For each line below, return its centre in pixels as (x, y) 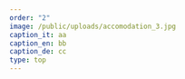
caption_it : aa (38, 35)
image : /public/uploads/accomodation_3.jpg (93, 26)
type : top (28, 60)
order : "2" (30, 18)
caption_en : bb (38, 43)
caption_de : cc (38, 52)
